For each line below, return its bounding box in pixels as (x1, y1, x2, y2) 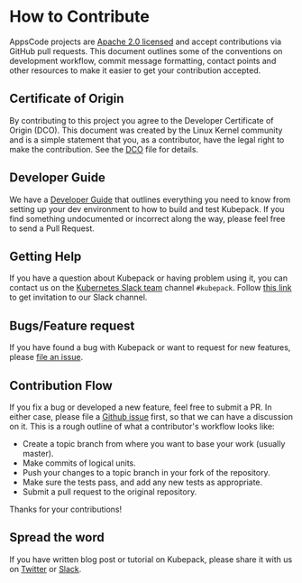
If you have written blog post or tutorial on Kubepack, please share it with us (9, 553, 293, 565)
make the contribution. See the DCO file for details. (9, 143, 199, 154)
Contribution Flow (9, 377, 113, 393)
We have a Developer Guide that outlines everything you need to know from (9, 194, 291, 205)
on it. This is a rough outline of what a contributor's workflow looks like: (9, 421, 275, 431)
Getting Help (9, 248, 82, 264)
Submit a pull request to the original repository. (22, 486, 197, 497)
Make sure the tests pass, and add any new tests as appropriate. (22, 477, 263, 487)
